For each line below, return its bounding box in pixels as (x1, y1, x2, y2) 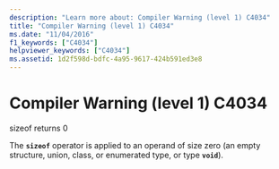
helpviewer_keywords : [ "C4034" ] (9, 46, 130, 55)
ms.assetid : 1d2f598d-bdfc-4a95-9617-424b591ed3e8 (9, 55, 203, 63)
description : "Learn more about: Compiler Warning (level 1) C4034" (9, 13, 271, 22)
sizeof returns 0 (9, 123, 68, 133)
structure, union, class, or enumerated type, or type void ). (9, 149, 224, 160)
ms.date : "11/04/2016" (9, 30, 94, 38)
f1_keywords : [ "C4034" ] (9, 38, 99, 47)
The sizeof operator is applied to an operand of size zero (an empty (9, 139, 261, 150)
